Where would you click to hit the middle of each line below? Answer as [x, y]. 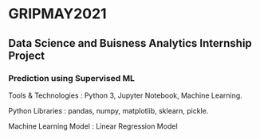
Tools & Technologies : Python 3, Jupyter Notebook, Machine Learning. [126, 95]
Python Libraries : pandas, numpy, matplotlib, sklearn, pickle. [108, 110]
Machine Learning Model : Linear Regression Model [93, 126]
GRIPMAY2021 [57, 14]
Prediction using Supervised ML [72, 78]
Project [27, 55]
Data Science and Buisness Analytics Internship [130, 43]
